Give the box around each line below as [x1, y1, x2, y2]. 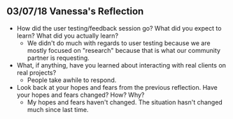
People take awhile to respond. [27, 76, 117, 84]
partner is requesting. [27, 54, 90, 62]
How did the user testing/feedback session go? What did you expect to [16, 24, 222, 32]
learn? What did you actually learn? [16, 31, 119, 40]
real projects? [16, 68, 57, 77]
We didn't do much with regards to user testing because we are [27, 38, 211, 47]
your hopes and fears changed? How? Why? [16, 90, 145, 99]
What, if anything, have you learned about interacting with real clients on [16, 61, 227, 69]
